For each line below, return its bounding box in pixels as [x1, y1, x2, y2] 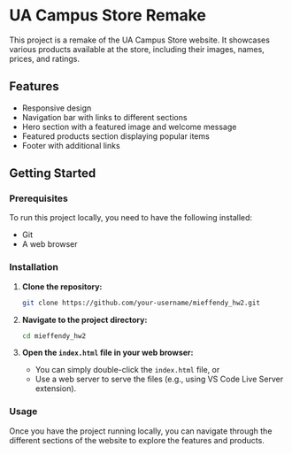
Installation [9, 261, 59, 273]
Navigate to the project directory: [21, 314, 148, 325]
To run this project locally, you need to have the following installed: [9, 212, 253, 223]
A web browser [21, 239, 78, 250]
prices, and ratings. [9, 53, 80, 64]
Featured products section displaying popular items [21, 130, 210, 142]
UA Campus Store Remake [9, 5, 206, 26]
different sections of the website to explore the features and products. [9, 435, 265, 445]
